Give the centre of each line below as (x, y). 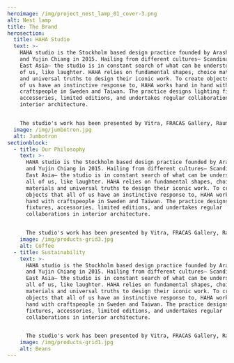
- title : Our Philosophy (49, 149)
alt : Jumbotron (36, 136)
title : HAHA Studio (42, 40)
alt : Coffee (37, 246)
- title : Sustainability (49, 252)
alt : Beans (36, 349)
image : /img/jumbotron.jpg (53, 130)
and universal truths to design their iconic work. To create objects (124, 79)
